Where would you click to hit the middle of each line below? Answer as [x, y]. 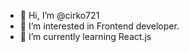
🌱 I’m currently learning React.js [85, 36]
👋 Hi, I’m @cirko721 [59, 15]
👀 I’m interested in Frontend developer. [99, 26]
